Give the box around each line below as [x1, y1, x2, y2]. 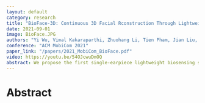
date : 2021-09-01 [6, 25, 51, 32]
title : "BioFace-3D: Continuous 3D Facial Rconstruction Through [6, 20, 176, 26]
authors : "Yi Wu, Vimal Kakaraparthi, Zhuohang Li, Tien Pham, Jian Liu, [6, 37, 198, 43]
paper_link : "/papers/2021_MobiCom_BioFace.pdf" [6, 48, 132, 55]
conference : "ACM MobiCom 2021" [6, 43, 88, 49]
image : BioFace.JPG [6, 32, 56, 38]
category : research [6, 15, 56, 21]
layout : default [6, 8, 48, 15]
